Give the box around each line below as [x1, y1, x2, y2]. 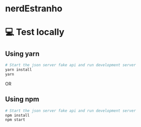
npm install [5, 113, 30, 118]
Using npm [5, 95, 40, 104]
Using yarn [5, 49, 40, 58]
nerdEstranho [5, 3, 63, 14]
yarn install [5, 67, 32, 72]
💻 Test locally [5, 27, 65, 38]
